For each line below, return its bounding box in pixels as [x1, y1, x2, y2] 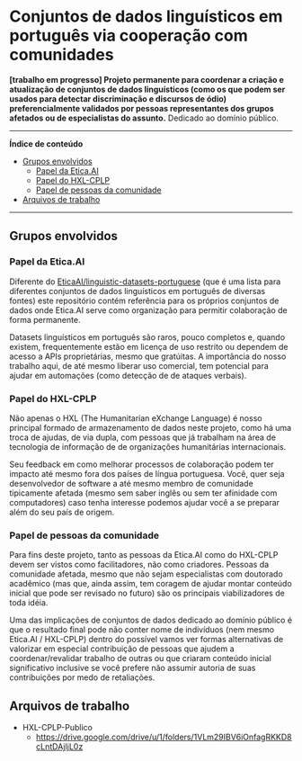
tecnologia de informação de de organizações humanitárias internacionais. [9, 441, 287, 452]
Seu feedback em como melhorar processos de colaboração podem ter [9, 459, 274, 470]
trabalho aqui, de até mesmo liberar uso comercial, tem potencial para [9, 360, 270, 371]
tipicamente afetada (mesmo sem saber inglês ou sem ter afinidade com [9, 488, 278, 498]
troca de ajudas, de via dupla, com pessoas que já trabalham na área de [9, 432, 277, 443]
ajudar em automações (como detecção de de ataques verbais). [9, 370, 247, 380]
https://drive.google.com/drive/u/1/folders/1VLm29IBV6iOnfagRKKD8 [35, 731, 292, 743]
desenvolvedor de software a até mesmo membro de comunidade [9, 478, 253, 488]
